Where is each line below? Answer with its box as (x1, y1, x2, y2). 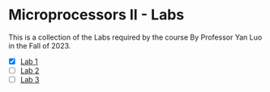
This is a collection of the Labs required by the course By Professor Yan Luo (8, 32, 263, 42)
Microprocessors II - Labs (8, 6, 185, 24)
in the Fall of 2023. (8, 40, 71, 50)
